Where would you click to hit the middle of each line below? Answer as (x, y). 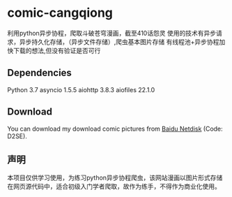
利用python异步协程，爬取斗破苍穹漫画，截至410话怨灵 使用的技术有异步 (112, 33)
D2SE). (17, 136)
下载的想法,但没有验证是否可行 (57, 50)
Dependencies (39, 73)
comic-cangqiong (60, 13)
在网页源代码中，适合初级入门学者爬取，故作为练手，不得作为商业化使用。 (114, 187)
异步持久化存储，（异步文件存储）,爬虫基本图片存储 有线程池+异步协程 (119, 42)
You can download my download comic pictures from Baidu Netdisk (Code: (115, 129)
